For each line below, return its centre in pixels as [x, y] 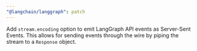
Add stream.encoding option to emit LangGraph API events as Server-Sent [98, 29]
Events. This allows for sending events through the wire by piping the [92, 35]
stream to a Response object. [42, 41]
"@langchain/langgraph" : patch [46, 12]
